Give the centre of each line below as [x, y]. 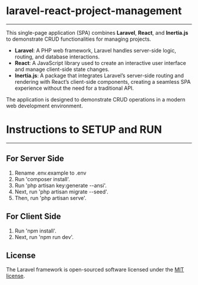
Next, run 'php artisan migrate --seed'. [61, 191]
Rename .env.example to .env [50, 173]
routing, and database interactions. [57, 57]
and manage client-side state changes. [62, 69]
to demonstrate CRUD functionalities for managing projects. [79, 39]
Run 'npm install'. [35, 231]
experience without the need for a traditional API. [74, 88]
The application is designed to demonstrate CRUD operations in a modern [96, 99]
